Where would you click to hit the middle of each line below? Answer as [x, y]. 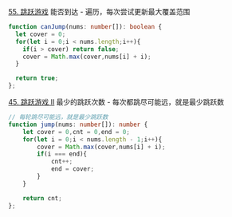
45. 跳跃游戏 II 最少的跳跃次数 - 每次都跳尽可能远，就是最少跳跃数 [116, 102]
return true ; [37, 78]
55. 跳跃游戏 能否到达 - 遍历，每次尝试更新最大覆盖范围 [99, 12]
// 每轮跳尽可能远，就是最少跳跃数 [58, 117]
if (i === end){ [62, 154]
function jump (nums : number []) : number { [78, 124]
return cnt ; [42, 198]
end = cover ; [72, 169]
